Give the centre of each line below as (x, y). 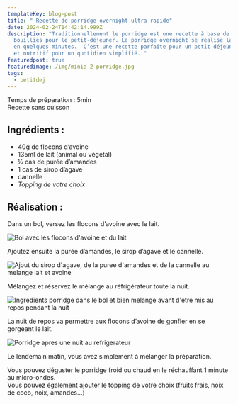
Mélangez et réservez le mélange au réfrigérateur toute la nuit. (98, 286)
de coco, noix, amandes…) (46, 393)
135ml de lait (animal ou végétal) (65, 155)
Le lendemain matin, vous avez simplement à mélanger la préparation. (109, 356)
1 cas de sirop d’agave (50, 169)
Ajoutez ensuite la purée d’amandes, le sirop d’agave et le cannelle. (106, 251)
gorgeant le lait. (30, 329)
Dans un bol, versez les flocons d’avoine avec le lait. (84, 224)
